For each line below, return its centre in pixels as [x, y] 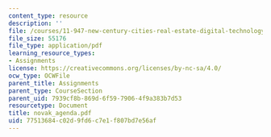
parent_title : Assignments [54, 83]
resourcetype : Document [48, 106]
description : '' [35, 23]
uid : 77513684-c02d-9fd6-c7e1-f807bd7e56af [83, 121]
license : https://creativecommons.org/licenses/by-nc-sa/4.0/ [115, 68]
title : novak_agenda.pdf [50, 114]
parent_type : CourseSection [56, 91]
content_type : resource [48, 16]
